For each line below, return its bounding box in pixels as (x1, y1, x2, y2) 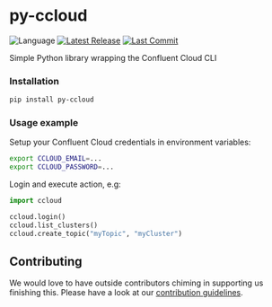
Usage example (9, 117, 79, 129)
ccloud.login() (9, 213, 66, 222)
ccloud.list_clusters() (9, 221, 99, 230)
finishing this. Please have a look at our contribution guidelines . (9, 287, 244, 298)
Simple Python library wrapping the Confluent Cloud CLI (9, 52, 217, 63)
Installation (9, 75, 60, 87)
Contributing (9, 254, 83, 269)
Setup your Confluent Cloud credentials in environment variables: (9, 136, 251, 148)
